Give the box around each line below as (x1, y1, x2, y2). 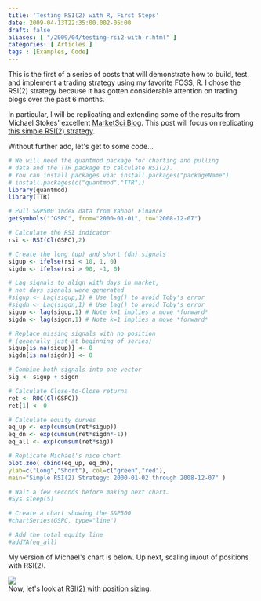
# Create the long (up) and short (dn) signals (8, 250, 167, 258)
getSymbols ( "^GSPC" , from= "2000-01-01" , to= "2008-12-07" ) (8, 215, 201, 223)
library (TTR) (8, 193, 51, 201)
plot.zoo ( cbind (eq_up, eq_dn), (8, 459, 114, 467)
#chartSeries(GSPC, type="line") (8, 517, 118, 525)
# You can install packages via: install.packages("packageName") (8, 171, 230, 179)
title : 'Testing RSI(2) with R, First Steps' (8, 11, 159, 20)
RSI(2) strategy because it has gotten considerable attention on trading (8, 86, 237, 95)
